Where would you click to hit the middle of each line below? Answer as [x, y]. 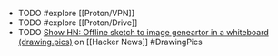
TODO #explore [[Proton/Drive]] [78, 23]
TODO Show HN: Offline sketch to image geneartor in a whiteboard [144, 32]
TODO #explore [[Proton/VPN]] [76, 13]
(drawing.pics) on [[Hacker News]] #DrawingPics [110, 42]
